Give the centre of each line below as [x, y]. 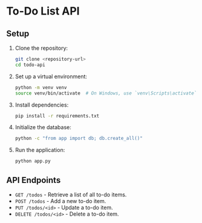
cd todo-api [30, 65]
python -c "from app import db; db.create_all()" [79, 138]
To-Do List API [43, 11]
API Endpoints [34, 180]
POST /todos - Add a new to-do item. [60, 201]
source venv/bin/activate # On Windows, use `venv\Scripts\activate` [106, 93]
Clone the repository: [41, 48]
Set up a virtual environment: [51, 76]
